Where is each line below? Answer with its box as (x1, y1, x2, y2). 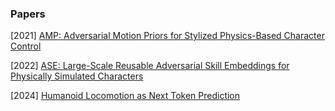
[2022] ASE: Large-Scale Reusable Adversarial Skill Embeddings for (10, 60, 290, 72)
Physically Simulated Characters (10, 70, 144, 82)
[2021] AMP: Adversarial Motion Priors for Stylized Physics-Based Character (10, 30, 325, 42)
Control (10, 40, 42, 52)
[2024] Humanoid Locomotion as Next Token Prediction (10, 90, 241, 102)
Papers (10, 7, 46, 21)
